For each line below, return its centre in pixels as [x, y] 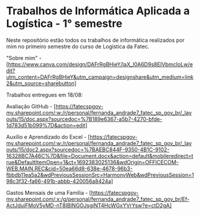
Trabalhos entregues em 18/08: [45, 95]
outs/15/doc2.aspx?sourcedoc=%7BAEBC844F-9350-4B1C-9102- [88, 149]
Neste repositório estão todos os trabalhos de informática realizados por [96, 40]
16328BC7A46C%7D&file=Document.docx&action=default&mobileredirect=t [100, 155]
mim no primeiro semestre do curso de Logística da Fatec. [78, 46]
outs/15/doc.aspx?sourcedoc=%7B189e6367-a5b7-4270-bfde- [84, 119]
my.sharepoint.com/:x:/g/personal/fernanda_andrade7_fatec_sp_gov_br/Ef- [98, 199]
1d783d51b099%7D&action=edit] [47, 125]
